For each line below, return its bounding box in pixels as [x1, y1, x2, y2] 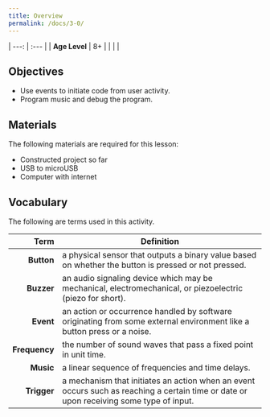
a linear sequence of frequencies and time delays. [62, 361, 251, 373]
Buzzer [27, 283, 55, 294]
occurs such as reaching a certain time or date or [62, 385, 247, 396]
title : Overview [8, 11, 63, 20]
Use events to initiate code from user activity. [19, 86, 170, 96]
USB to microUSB [19, 163, 79, 173]
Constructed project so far [19, 155, 108, 165]
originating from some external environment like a [62, 316, 250, 327]
